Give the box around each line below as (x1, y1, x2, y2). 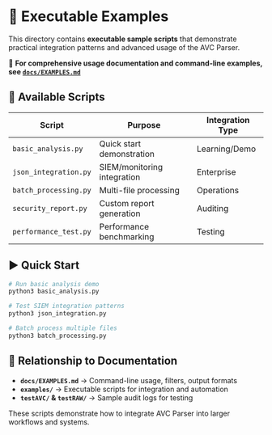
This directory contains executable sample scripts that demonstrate (8, 34, 237, 44)
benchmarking (99, 230, 155, 242)
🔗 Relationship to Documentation (8, 354, 178, 368)
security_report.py (12, 204, 87, 213)
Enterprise (197, 166, 236, 177)
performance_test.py (12, 226, 91, 236)
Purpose (127, 119, 161, 130)
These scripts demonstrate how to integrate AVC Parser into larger (8, 408, 231, 418)
